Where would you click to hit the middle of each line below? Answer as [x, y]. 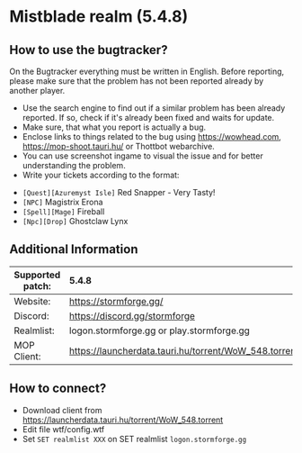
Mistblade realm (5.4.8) [99, 17]
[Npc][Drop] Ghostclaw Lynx [75, 221]
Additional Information [74, 249]
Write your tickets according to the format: [101, 175]
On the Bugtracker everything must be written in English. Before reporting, [147, 71]
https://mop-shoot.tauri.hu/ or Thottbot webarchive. [119, 146]
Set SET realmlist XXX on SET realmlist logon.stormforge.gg [134, 439]
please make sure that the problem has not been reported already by [137, 81]
